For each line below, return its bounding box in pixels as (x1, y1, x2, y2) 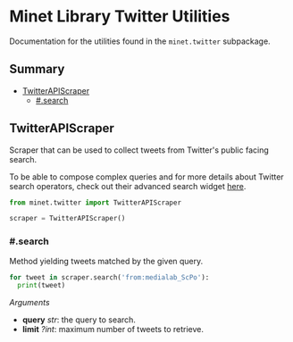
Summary (9, 62, 65, 77)
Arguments (9, 297, 51, 308)
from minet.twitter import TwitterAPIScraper (9, 198, 181, 207)
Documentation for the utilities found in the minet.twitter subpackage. (9, 36, 271, 46)
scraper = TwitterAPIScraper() (9, 214, 126, 223)
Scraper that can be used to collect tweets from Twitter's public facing (9, 145, 270, 155)
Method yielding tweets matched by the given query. (9, 255, 204, 266)
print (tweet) (17, 281, 66, 290)
